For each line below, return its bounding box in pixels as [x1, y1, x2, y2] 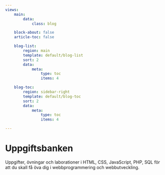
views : [5, 7, 19, 12]
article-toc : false [14, 35, 55, 40]
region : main [23, 48, 50, 53]
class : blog [31, 21, 57, 26]
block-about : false [14, 30, 55, 35]
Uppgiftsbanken [5, 143, 74, 154]
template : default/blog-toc [23, 94, 81, 99]
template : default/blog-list [23, 53, 83, 58]
